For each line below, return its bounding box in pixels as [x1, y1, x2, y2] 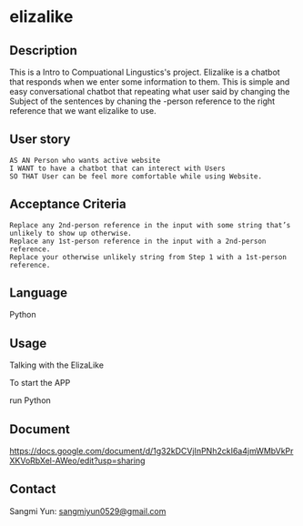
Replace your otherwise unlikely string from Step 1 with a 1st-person [9, 252, 287, 261]
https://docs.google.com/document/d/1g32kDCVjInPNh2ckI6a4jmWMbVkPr [9, 446, 294, 457]
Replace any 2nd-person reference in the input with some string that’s [9, 220, 291, 229]
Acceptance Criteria [9, 197, 126, 212]
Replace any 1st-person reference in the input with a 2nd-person [9, 237, 267, 246]
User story [9, 132, 71, 147]
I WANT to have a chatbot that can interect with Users [9, 164, 226, 173]
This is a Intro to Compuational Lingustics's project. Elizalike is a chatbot [9, 66, 280, 77]
